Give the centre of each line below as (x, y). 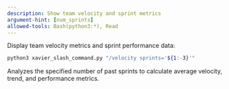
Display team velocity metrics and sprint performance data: (91, 46)
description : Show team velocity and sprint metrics (84, 13)
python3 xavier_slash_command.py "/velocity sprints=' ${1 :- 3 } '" (101, 58)
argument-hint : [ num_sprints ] (51, 20)
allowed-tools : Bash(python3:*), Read (63, 26)
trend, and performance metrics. (53, 79)
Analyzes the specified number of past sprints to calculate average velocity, (115, 71)
